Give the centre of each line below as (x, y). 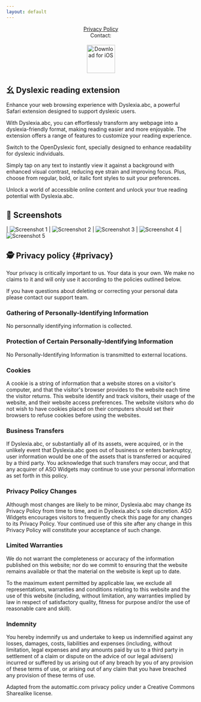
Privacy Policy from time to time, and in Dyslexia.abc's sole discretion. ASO (99, 510)
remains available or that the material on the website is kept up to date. (94, 571)
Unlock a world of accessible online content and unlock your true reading (97, 190)
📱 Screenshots (34, 215)
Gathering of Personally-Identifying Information (77, 313)
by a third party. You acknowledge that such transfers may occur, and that (98, 463)
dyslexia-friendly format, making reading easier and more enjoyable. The (96, 129)
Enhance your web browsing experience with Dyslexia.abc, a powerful (93, 105)
